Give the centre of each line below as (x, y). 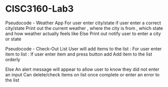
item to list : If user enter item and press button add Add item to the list (79, 54)
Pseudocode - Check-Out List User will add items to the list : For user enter (83, 49)
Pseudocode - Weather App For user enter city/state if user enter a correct (83, 23)
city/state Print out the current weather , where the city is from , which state (84, 28)
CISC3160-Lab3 (39, 9)
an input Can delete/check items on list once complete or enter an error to (82, 74)
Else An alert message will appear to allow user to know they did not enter (82, 69)
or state (13, 39)
